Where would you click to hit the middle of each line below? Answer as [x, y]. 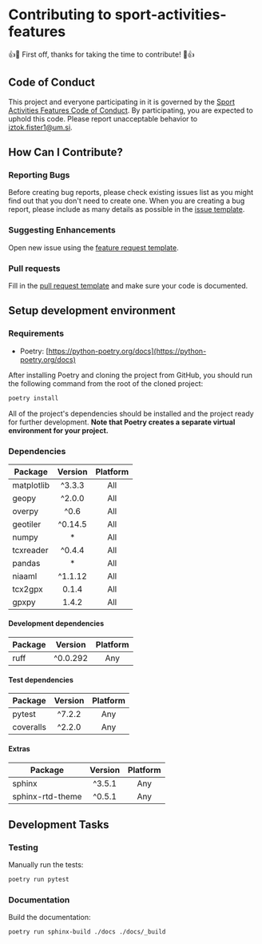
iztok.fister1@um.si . [41, 127]
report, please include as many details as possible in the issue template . [127, 209]
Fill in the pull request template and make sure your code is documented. [128, 286]
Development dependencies [56, 623]
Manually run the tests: [46, 865]
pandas [26, 563]
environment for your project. [59, 430]
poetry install [34, 398]
